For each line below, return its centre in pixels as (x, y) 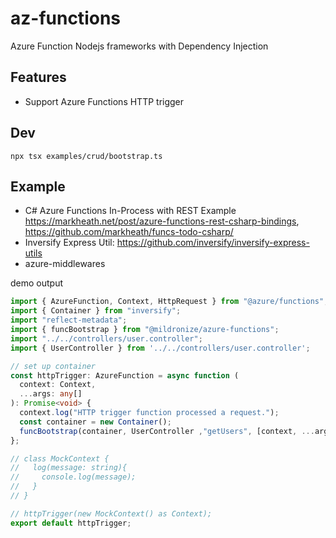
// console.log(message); (73, 477)
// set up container (53, 366)
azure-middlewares (65, 264)
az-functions (65, 18)
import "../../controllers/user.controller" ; (106, 338)
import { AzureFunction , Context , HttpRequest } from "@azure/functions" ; (169, 302)
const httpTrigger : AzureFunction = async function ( (125, 375)
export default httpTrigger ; (71, 523)
